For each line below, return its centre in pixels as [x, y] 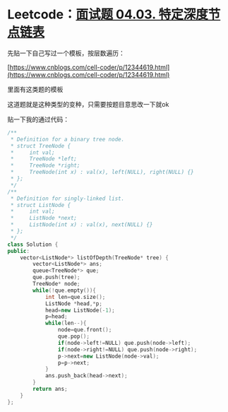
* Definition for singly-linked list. [67, 199]
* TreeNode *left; [44, 159]
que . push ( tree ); [56, 277]
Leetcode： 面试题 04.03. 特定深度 [108, 14]
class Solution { [33, 245]
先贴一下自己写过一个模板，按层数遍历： [66, 53]
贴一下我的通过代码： [38, 119]
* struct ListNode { [41, 205]
